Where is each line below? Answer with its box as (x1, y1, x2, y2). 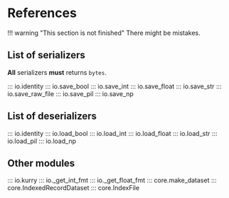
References (7, 5, 77, 21)
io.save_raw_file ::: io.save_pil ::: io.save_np (7, 89, 134, 98)
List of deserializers (7, 110, 97, 123)
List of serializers (7, 49, 85, 61)
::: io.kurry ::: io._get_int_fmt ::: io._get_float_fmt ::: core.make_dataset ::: (7, 176, 217, 184)
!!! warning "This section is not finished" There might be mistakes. (7, 28, 201, 37)
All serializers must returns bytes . (7, 68, 107, 76)
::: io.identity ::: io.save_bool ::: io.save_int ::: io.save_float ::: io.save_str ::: (7, 82, 222, 90)
